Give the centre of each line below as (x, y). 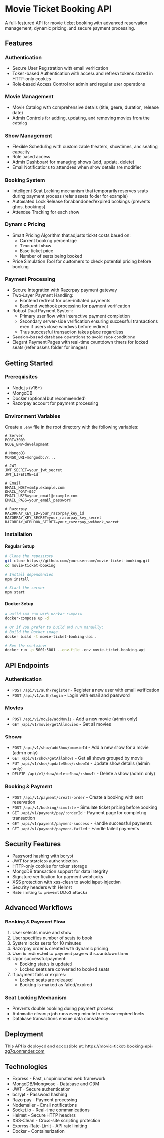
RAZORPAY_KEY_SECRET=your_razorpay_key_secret (53, 518)
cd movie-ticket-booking (30, 565)
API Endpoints (27, 665)
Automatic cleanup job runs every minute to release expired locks (78, 1014)
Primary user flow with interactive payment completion (75, 316)
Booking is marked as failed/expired (56, 984)
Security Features (33, 844)
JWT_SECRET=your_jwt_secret (34, 470)
